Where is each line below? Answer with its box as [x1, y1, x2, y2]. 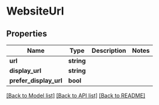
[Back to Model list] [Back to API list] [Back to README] [6, 92, 146, 99]
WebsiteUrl [6, 4, 64, 18]
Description [92, 47, 126, 55]
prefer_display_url [9, 76, 63, 84]
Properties [6, 29, 47, 39]
